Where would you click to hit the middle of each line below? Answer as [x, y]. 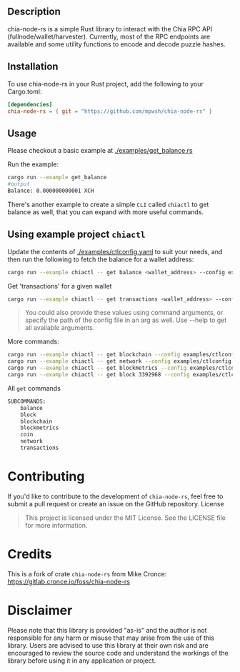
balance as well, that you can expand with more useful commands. [106, 212]
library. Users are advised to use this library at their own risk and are [108, 645]
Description [34, 12]
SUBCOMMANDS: [27, 401]
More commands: [33, 341]
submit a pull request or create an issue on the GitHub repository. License [116, 503]
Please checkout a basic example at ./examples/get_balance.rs [100, 151]
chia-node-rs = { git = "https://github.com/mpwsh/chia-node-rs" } [110, 111]
